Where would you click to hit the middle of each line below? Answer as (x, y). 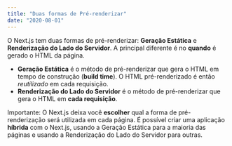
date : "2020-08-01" (36, 20)
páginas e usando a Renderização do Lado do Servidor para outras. (105, 135)
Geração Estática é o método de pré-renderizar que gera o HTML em (118, 69)
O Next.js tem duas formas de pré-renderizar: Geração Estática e (102, 40)
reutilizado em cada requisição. (63, 84)
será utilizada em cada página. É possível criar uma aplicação (136, 119)
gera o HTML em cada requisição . (67, 98)
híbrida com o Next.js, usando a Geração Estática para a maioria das (107, 127)
